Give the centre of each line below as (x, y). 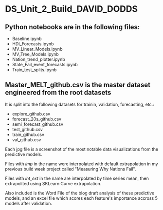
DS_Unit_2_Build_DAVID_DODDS (71, 9)
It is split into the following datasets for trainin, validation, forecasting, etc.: (80, 104)
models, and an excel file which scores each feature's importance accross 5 (81, 198)
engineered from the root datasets (58, 93)
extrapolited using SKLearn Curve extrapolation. (53, 183)
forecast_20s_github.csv (37, 119)
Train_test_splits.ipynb (34, 70)
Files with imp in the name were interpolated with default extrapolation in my (81, 164)
